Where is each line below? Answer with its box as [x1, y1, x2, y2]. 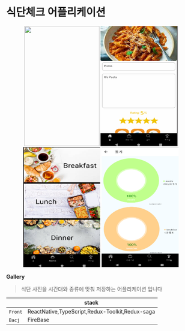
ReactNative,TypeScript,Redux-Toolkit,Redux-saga [27, 308, 156, 315]
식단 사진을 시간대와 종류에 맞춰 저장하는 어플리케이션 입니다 [20, 285, 163, 293]
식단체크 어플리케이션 [6, 5, 106, 19]
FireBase [27, 316, 50, 323]
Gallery [6, 273, 25, 280]
